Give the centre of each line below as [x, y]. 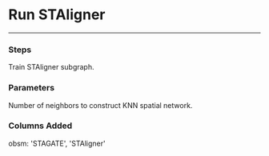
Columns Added [40, 126]
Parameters [31, 88]
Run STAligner [57, 15]
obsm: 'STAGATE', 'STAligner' [57, 143]
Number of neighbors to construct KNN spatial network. [100, 105]
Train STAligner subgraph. [51, 67]
